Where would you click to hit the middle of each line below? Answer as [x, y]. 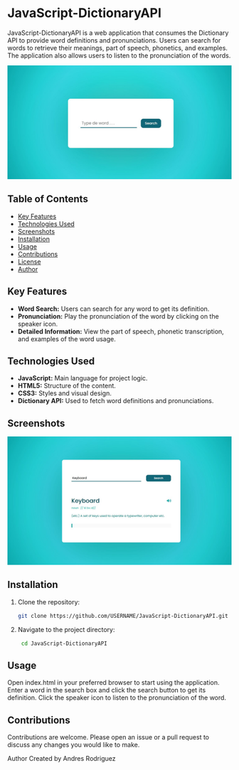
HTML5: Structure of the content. [67, 386]
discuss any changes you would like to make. [74, 745]
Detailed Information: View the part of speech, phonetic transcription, [121, 331]
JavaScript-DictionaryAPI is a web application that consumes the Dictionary [118, 33]
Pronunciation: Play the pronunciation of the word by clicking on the [118, 316]
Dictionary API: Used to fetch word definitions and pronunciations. [116, 401]
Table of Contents [48, 199]
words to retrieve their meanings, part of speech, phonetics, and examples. [117, 48]
